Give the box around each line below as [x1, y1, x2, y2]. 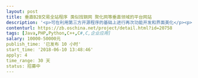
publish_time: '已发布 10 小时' [6, 42, 81, 48]
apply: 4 [6, 52, 28, 58]
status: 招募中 [6, 63, 41, 69]
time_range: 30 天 [6, 57, 51, 63]
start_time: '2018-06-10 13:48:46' [6, 47, 94, 53]
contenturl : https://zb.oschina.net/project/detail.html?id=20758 [6, 25, 173, 31]
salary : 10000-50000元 [6, 36, 61, 42]
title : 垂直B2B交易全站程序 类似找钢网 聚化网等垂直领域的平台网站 [6, 14, 152, 20]
